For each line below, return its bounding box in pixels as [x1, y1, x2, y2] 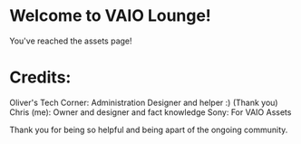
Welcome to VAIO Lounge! [9, 5, 211, 26]
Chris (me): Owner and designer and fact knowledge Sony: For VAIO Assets [9, 106, 292, 118]
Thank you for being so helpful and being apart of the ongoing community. [9, 124, 288, 135]
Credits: [9, 67, 72, 88]
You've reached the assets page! [9, 35, 133, 46]
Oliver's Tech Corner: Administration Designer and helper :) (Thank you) [9, 97, 278, 108]
